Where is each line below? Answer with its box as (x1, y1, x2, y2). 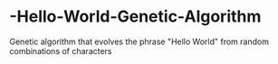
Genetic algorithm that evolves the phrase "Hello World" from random (9, 36, 270, 47)
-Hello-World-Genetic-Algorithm (9, 6, 262, 27)
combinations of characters (9, 45, 112, 56)
